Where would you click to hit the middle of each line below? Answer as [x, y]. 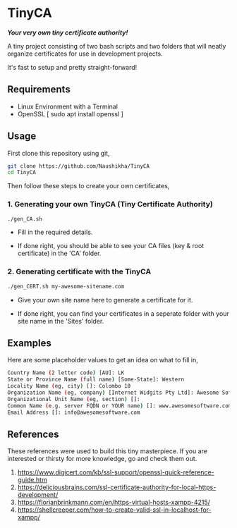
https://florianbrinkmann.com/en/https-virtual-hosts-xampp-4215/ [114, 503]
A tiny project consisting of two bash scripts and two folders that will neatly [117, 46]
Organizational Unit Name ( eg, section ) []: [74, 399]
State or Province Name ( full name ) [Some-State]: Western [96, 380]
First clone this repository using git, [59, 153]
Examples [29, 343]
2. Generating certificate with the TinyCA [79, 271]
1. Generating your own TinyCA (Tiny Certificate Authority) [110, 204]
